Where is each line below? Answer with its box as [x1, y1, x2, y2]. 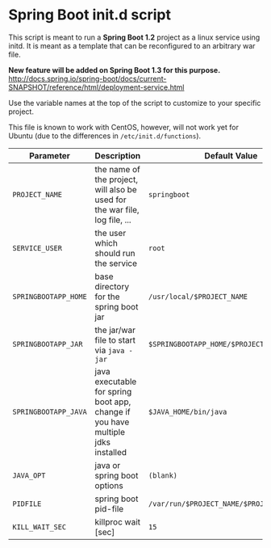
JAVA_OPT [12, 470, 46, 480]
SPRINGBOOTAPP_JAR [12, 339, 83, 348]
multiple [94, 426, 126, 437]
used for [94, 194, 127, 205]
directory [94, 280, 130, 292]
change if [94, 406, 131, 417]
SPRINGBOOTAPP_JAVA [12, 407, 87, 416]
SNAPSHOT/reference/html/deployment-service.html [8, 82, 185, 92]
